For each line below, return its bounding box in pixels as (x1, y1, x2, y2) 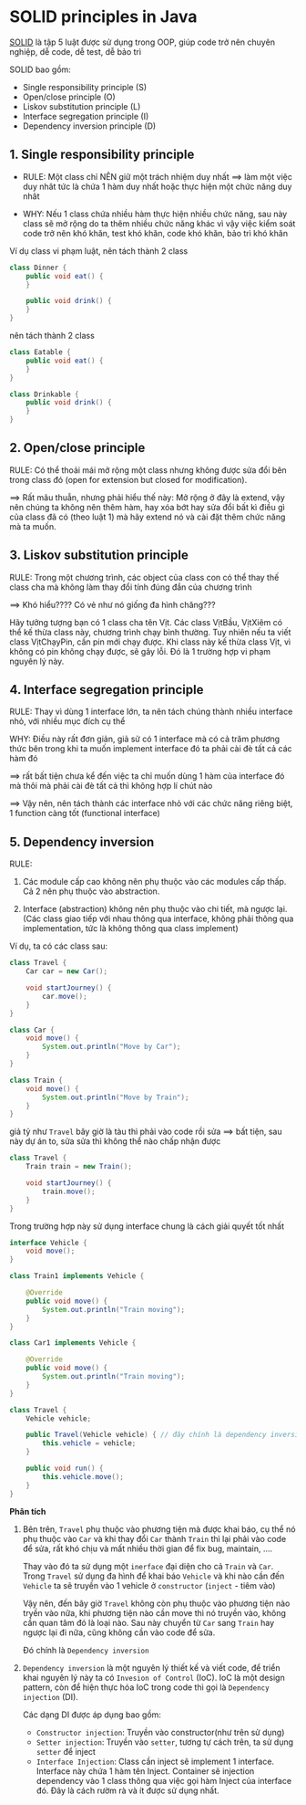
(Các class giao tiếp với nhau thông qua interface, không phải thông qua (22, 913, 294, 924)
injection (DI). (22, 1691, 79, 1702)
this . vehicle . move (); (42, 1472, 125, 1481)
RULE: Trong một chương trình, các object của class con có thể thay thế (9, 572, 280, 582)
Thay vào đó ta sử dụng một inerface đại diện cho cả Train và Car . (22, 1560, 274, 1571)
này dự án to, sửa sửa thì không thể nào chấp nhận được (9, 1136, 221, 1147)
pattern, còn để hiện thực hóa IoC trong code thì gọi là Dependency (22, 1682, 270, 1693)
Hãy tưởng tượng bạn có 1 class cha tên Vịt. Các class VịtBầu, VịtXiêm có (9, 616, 283, 627)
